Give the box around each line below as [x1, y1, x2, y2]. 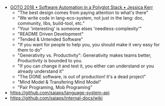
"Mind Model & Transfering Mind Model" [17, 79, 102, 85]
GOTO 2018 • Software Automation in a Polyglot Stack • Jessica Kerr [10, 5, 153, 10]
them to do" [17, 47, 42, 53]
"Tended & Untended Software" [17, 36, 84, 42]
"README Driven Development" [17, 31, 84, 37]
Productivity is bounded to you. [17, 58, 83, 63]
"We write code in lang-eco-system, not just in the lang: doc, [17, 15, 144, 21]
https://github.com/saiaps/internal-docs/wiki [10, 95, 103, 101]
